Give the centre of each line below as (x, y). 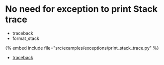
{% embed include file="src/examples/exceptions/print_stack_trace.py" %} (82, 48)
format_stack (26, 38)
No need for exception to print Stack (82, 9)
